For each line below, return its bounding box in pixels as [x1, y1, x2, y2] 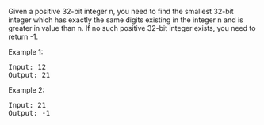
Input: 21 [8, 100, 46, 109]
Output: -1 [8, 108, 51, 117]
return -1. [8, 32, 38, 41]
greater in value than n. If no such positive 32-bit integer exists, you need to [8, 24, 256, 32]
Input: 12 [8, 62, 46, 71]
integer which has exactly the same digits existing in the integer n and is [8, 15, 243, 25]
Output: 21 [8, 70, 51, 79]
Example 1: [8, 47, 44, 56]
